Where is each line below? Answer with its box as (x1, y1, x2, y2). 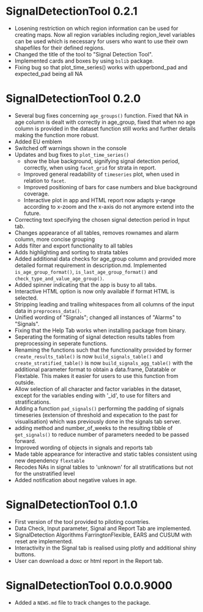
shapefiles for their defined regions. (14, 44, 105, 51)
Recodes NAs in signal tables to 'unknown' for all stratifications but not (14, 463, 193, 470)
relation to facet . (23, 176, 67, 184)
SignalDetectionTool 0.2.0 (6, 92, 141, 105)
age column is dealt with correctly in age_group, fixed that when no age (14, 118, 196, 126)
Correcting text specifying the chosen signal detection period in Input (14, 216, 190, 223)
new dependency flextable (14, 456, 85, 464)
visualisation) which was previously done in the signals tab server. (14, 418, 182, 425)
